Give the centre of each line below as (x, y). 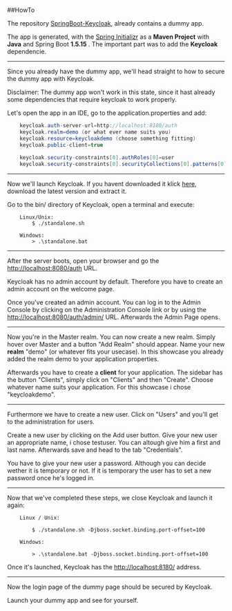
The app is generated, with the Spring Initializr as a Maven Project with (108, 37)
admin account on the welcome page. (61, 289)
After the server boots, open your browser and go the (83, 261)
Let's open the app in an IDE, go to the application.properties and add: (107, 113)
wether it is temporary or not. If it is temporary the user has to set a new (109, 471)
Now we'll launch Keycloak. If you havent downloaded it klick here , (102, 184)
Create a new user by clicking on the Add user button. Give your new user (112, 435)
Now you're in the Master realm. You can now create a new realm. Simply (112, 337)
